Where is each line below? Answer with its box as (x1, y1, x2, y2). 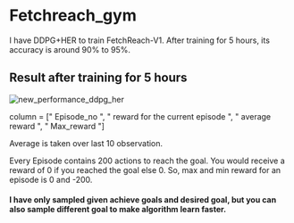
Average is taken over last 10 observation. (9, 137, 164, 148)
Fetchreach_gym (9, 5, 137, 26)
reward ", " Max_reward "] (9, 120, 105, 131)
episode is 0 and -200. (9, 174, 93, 185)
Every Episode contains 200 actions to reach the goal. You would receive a (9, 155, 286, 166)
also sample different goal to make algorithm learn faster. (9, 204, 227, 215)
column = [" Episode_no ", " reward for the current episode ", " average (9, 111, 272, 121)
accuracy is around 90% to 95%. (9, 44, 131, 54)
